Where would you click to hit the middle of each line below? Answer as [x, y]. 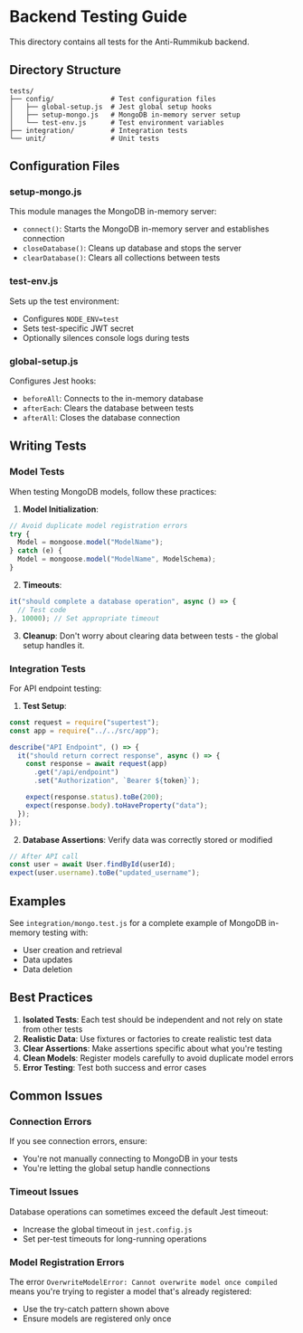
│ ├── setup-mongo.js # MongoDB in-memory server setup [125, 115]
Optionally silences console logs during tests [106, 337]
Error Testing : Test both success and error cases [114, 1067]
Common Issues [56, 1096]
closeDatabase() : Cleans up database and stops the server [132, 248]
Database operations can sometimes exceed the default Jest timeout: [139, 1211]
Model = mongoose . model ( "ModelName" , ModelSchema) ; [117, 559]
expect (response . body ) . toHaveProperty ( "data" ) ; [117, 805]
